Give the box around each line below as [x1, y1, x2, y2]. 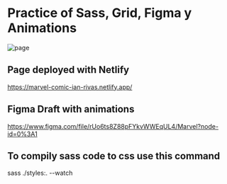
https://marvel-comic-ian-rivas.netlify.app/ [7, 83, 133, 91]
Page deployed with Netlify [7, 64, 130, 76]
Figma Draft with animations [7, 103, 135, 115]
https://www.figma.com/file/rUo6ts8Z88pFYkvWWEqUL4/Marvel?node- [7, 122, 218, 130]
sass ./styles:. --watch [7, 168, 73, 178]
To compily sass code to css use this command [7, 150, 221, 162]
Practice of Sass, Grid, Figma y [7, 5, 192, 21]
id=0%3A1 [7, 130, 38, 138]
